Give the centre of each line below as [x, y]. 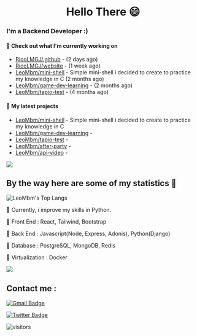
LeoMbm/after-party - [43, 146]
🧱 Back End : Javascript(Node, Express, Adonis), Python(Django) [88, 234]
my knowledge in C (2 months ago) [60, 79]
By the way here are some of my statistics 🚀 [91, 183]
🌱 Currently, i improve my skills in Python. [59, 210]
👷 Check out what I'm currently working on [62, 45]
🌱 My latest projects [32, 106]
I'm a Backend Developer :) [47, 31]
